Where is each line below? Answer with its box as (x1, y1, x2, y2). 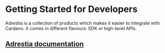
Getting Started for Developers (5, 3, 138, 15)
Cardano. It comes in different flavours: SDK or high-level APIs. (5, 25, 137, 31)
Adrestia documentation (5, 40, 84, 48)
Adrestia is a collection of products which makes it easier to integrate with (5, 20, 160, 26)
